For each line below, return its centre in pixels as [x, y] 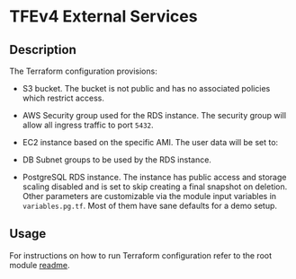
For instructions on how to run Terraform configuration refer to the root [141, 255]
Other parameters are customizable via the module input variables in [149, 196]
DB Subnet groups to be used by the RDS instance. [117, 160]
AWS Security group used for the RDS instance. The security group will [154, 115]
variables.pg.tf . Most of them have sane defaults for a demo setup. [149, 205]
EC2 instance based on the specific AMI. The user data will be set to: [150, 142]
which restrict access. [63, 98]
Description [43, 50]
